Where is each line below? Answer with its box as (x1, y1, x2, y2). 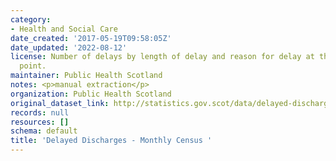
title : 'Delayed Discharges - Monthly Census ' (10, 136, 213, 146)
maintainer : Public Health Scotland (10, 71, 163, 81)
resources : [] (10, 117, 70, 127)
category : (10, 14, 52, 25)
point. (19, 61, 47, 71)
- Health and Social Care (10, 24, 118, 34)
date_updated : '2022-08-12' (10, 42, 128, 53)
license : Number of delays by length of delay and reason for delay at (10, 52, 315, 62)
